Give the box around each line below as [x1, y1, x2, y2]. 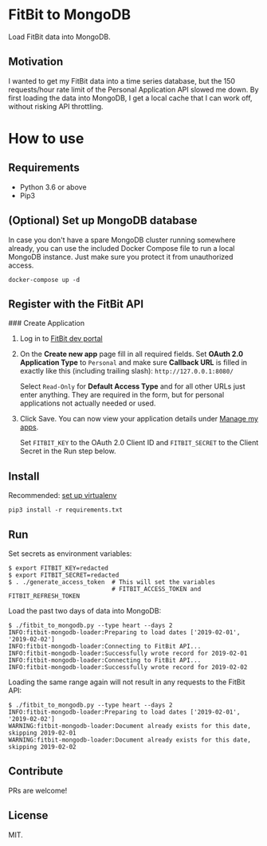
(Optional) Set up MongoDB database [8, 213, 198, 228]
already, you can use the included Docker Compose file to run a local [8, 243, 235, 253]
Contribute [8, 765, 64, 778]
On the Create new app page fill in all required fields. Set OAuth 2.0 [19, 349, 244, 359]
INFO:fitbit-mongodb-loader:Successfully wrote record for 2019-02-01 [8, 649, 248, 657]
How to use [8, 129, 84, 147]
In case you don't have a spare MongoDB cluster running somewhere [8, 235, 236, 245]
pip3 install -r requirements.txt [8, 506, 124, 515]
